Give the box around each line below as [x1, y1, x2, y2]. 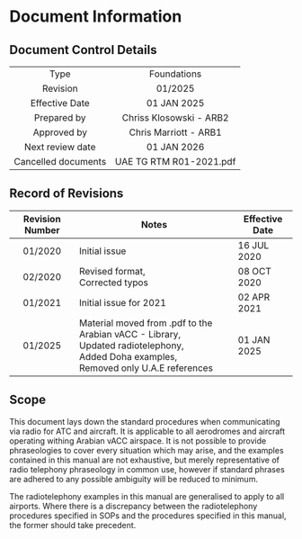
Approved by [32, 126, 88, 139]
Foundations [149, 67, 202, 80]
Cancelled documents [13, 156, 107, 167]
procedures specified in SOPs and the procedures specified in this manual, [9, 510, 287, 521]
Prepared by [34, 112, 86, 123]
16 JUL [237, 238, 270, 251]
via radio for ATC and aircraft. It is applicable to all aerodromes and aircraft [9, 426, 286, 436]
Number [23, 223, 60, 236]
